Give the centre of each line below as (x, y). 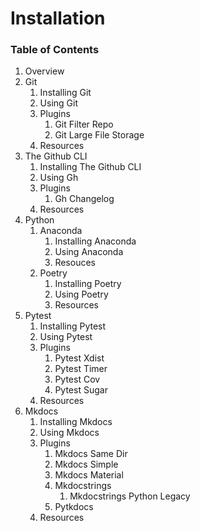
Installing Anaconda (95, 241)
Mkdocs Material (89, 475)
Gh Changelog (84, 199)
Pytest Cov (77, 379)
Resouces (75, 263)
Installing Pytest (73, 326)
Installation (58, 18)
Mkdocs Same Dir (91, 454)
